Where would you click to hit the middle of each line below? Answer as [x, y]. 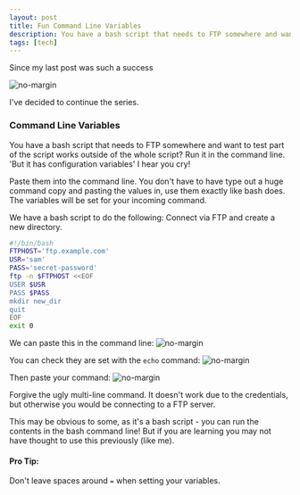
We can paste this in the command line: [82, 343]
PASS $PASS [29, 293]
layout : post [33, 17]
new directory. [36, 227]
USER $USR [28, 285]
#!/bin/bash [31, 243]
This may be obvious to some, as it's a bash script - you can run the [134, 422]
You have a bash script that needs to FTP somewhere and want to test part [147, 144]
